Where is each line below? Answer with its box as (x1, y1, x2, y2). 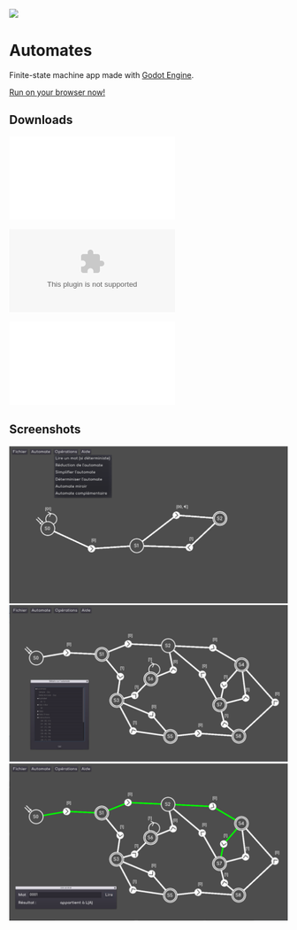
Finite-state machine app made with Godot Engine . (9, 69, 194, 80)
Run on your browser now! (9, 87, 106, 97)
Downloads (9, 112, 73, 128)
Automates (9, 41, 93, 61)
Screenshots (9, 422, 81, 438)
